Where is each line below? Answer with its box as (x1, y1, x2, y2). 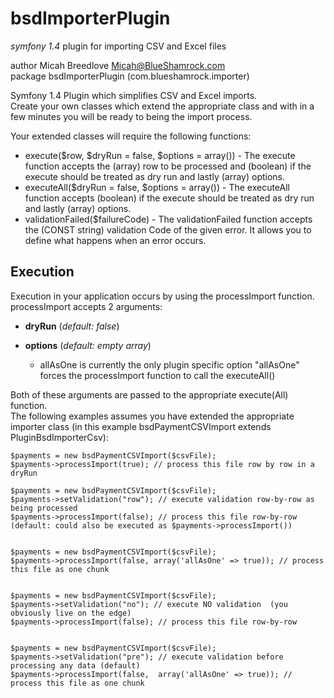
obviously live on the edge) (10, 608, 132, 618)
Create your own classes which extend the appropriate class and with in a (10, 100, 315, 112)
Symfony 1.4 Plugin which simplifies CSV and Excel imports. (10, 89, 258, 101)
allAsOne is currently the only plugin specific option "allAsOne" (39, 358, 300, 371)
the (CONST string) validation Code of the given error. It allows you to (24, 223, 312, 236)
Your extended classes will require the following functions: (10, 130, 252, 142)
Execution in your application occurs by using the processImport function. (10, 290, 315, 302)
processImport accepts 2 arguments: (10, 300, 163, 312)
